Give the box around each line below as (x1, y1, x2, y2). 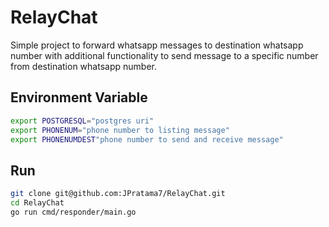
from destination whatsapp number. (10, 60, 157, 72)
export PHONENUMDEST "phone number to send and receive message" (10, 134, 284, 145)
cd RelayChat (10, 198, 65, 208)
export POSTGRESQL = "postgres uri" (10, 116, 155, 126)
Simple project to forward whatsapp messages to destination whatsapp (10, 39, 304, 51)
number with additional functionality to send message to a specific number (10, 49, 319, 61)
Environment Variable (10, 89, 148, 106)
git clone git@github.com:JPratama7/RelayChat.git (10, 189, 226, 199)
